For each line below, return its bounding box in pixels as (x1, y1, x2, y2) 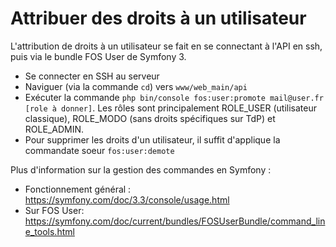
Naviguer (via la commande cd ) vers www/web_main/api (24, 80, 248, 92)
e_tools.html (24, 225, 75, 237)
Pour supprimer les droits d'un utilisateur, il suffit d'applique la (24, 133, 281, 146)
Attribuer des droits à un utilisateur (10, 7, 307, 30)
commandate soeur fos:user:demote (24, 144, 175, 156)
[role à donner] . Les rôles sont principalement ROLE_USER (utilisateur (24, 102, 317, 114)
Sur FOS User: (24, 204, 85, 216)
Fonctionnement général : (24, 183, 132, 195)
